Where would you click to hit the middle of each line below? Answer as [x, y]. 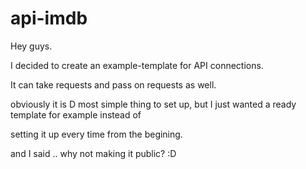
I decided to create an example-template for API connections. [137, 65]
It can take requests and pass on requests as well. [113, 84]
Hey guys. [31, 46]
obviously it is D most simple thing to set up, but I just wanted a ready [153, 104]
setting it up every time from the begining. [96, 134]
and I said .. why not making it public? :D [93, 153]
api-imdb [49, 18]
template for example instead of [76, 114]
